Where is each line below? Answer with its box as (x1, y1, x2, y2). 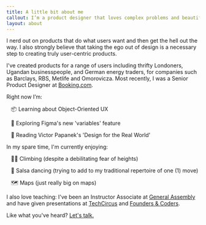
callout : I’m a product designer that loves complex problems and (6, 15, 180, 21)
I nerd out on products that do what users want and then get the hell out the (6, 37, 198, 45)
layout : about (6, 20, 43, 26)
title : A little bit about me (6, 9, 84, 15)
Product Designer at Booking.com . (6, 81, 94, 89)
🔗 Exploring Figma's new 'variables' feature (10, 120, 121, 127)
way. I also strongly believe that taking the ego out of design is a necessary (6, 43, 197, 51)
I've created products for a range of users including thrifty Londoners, (6, 62, 183, 69)
